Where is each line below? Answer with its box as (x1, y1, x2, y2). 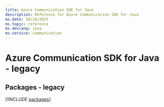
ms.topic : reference (5, 21, 49, 27)
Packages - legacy (5, 83, 65, 91)
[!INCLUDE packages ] (5, 96, 51, 102)
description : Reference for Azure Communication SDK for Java (5, 12, 139, 17)
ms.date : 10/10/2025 (5, 17, 49, 22)
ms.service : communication (5, 31, 62, 36)
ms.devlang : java (5, 26, 42, 31)
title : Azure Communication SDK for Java (5, 7, 94, 13)
